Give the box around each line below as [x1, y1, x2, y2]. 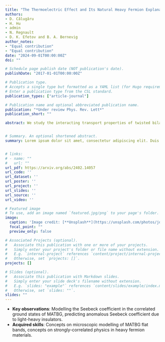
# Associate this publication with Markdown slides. [5, 274, 120, 279]
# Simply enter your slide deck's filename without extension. [5, 279, 141, 283]
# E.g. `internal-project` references [5, 251, 89, 256]
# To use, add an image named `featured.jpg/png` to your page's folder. [5, 211, 160, 216]
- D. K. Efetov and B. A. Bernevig [5, 35, 78, 40]
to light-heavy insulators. [12, 316, 63, 322]
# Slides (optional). [5, 270, 50, 275]
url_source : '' [5, 192, 36, 197]
